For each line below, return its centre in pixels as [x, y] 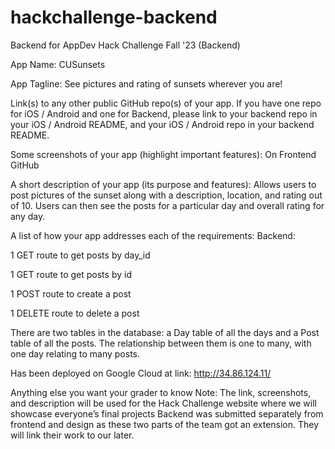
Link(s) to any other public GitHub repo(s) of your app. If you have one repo [166, 103]
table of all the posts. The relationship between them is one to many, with [161, 343]
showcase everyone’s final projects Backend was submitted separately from [167, 413]
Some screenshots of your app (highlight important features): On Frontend [163, 154]
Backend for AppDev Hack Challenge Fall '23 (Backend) [125, 45]
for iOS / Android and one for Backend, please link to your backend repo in [164, 113]
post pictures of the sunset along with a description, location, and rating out [166, 195]
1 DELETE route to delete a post [75, 313]
